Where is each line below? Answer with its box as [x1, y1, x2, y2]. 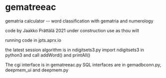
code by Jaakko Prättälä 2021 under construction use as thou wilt [5, 27, 139, 33]
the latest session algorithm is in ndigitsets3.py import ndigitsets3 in [5, 47, 144, 53]
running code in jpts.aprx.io [5, 37, 62, 43]
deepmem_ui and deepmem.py [5, 67, 69, 73]
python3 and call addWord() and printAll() [5, 52, 90, 58]
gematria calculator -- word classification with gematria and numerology [5, 18, 154, 24]
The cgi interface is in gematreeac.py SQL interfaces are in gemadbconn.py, [5, 62, 162, 68]
